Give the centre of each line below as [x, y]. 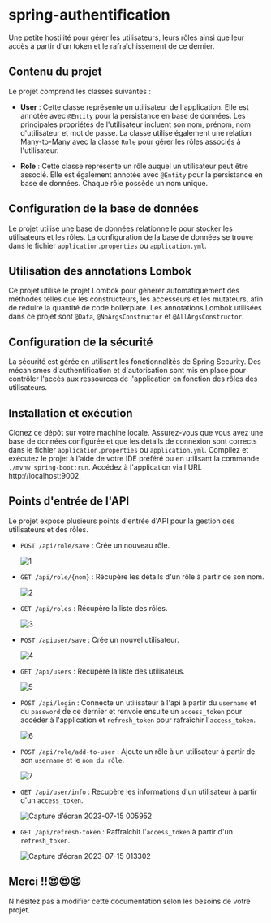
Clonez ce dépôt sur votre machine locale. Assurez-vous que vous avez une [136, 433]
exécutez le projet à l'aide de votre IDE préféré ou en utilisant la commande [134, 458]
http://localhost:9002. [45, 476]
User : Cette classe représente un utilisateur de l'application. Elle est [134, 106]
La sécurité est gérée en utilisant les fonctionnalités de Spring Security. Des [135, 362]
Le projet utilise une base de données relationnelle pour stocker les [120, 228]
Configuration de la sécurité [81, 342]
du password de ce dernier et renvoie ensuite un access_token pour [131, 711]
